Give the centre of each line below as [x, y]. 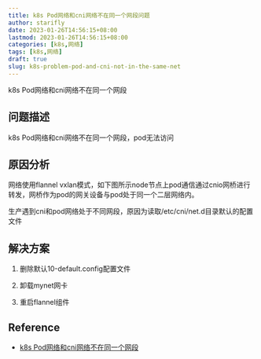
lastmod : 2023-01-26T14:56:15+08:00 [68, 37]
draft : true [28, 60]
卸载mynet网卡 [44, 286]
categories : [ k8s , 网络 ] [46, 45]
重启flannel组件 [44, 302]
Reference [34, 327]
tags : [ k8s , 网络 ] [35, 52]
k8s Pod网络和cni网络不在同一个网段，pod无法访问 [91, 137]
